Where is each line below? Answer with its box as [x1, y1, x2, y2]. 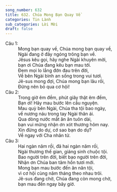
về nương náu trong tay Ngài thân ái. [18, 111, 95, 117]
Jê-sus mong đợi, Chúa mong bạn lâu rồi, [18, 78, 105, 85]
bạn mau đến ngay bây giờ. [18, 181, 75, 187]
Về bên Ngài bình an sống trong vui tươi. [18, 73, 103, 79]
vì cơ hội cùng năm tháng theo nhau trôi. [18, 170, 103, 176]
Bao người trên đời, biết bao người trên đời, [18, 154, 108, 160]
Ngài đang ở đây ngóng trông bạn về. [18, 51, 97, 58]
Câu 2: [5, 89, 19, 95]
